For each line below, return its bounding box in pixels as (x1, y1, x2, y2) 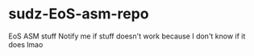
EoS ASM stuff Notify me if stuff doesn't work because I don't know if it (8, 31, 246, 41)
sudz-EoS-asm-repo (8, 5, 149, 23)
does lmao (8, 39, 44, 49)
